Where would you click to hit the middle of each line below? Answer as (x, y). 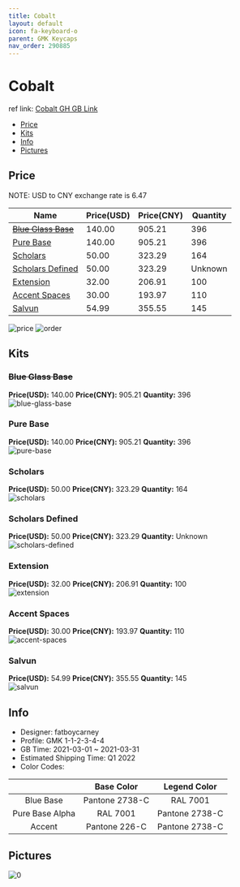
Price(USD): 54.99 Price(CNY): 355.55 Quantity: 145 (98, 678)
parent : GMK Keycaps (43, 39)
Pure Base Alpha (44, 814)
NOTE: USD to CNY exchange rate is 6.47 (78, 195)
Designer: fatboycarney (60, 732)
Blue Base (44, 800)
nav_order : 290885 (39, 46)
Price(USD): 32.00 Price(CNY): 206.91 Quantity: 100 (98, 583)
